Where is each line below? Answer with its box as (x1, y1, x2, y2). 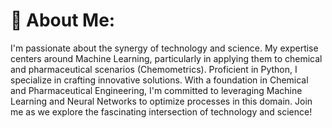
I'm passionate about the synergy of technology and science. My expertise (10, 42, 319, 54)
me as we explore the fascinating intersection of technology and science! (10, 105, 313, 118)
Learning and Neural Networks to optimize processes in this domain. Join (10, 95, 313, 107)
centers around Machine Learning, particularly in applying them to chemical (10, 52, 323, 64)
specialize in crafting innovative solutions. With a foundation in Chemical (10, 74, 309, 86)
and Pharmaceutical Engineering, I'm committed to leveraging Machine (10, 84, 303, 96)
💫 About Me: (10, 9, 116, 32)
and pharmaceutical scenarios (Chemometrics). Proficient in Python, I (10, 63, 298, 75)
